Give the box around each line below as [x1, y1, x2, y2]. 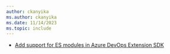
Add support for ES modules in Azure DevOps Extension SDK [14, 42, 164, 49]
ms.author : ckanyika [6, 14, 57, 20]
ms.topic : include [6, 25, 52, 31]
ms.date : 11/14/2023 [6, 20, 57, 26]
